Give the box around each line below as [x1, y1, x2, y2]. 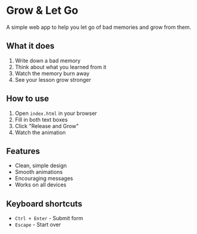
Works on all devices [14, 181, 67, 188]
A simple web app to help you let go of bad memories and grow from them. [6, 23, 192, 31]
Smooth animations [14, 168, 63, 176]
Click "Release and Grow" [14, 122, 79, 129]
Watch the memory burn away [14, 70, 90, 77]
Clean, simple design [14, 162, 67, 169]
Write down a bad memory [14, 57, 81, 64]
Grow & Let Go [6, 4, 78, 17]
